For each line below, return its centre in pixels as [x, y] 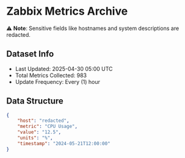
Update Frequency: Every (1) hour [58, 81]
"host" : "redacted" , [43, 121]
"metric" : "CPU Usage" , [48, 127]
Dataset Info [30, 54]
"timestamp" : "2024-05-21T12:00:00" [64, 143]
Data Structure [35, 101]
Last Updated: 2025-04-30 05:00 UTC [64, 69]
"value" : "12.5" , [39, 132]
